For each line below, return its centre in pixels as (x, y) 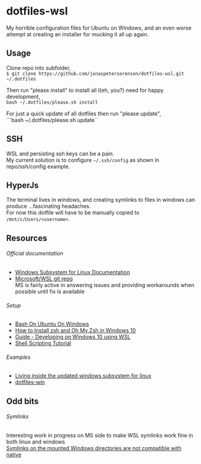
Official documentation (35, 253)
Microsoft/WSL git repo (44, 279)
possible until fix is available (50, 291)
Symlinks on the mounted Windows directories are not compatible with (94, 448)
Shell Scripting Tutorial (43, 343)
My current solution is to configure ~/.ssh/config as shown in (83, 160)
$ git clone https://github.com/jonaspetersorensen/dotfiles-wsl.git (95, 74)
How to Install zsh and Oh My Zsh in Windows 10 (76, 330)
